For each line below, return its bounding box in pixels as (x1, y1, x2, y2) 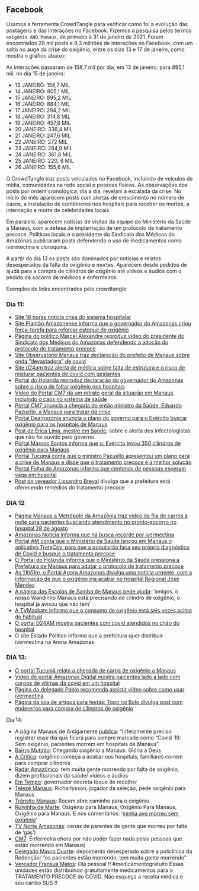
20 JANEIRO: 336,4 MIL (14, 125, 73, 132)
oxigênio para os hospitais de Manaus (14, 421, 108, 428)
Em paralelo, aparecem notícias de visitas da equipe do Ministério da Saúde (6, 218, 191, 225)
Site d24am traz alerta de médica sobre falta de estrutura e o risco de (14, 364, 185, 371)
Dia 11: (6, 300, 25, 308)
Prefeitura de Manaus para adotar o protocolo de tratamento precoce (14, 563, 184, 570)
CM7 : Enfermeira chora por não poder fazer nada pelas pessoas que (14, 835, 182, 842)
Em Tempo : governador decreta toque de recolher (14, 778, 137, 785)
